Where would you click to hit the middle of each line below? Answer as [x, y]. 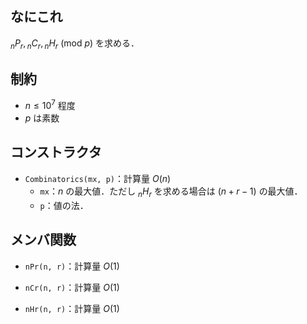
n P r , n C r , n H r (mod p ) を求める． [75, 44]
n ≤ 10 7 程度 [50, 105]
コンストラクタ [56, 152]
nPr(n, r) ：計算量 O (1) [72, 266]
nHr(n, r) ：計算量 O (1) [72, 308]
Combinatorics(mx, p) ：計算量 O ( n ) [98, 178]
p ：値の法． [64, 205]
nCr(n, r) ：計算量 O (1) [72, 287]
